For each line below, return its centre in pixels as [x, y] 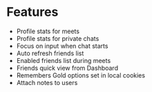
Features [32, 12]
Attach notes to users [47, 82]
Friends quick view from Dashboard [67, 68]
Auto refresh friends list [50, 53]
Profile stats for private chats [58, 38]
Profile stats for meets [48, 31]
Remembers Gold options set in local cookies [81, 75]
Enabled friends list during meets [64, 60]
